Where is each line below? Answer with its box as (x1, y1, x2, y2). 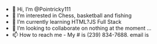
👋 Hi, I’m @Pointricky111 (11, 6, 71, 12)
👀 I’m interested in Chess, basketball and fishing (11, 12, 132, 19)
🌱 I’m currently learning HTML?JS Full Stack (11, 18, 122, 25)
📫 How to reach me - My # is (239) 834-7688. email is (11, 32, 149, 38)
